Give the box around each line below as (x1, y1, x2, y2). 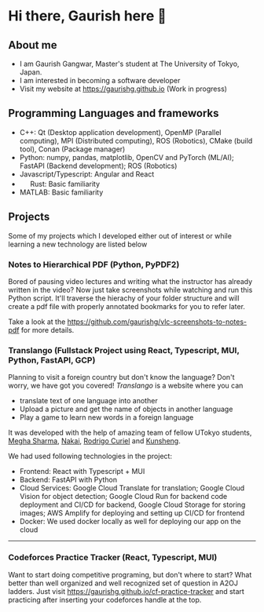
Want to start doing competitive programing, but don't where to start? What (8, 570, 252, 579)
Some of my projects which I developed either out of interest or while (8, 231, 232, 240)
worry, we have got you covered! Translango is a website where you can (8, 381, 244, 391)
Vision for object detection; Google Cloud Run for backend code (19, 492, 228, 501)
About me (8, 38, 57, 52)
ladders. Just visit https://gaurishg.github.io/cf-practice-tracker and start (8, 586, 245, 596)
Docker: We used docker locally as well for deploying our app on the (19, 517, 241, 526)
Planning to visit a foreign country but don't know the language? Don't (8, 373, 235, 382)
